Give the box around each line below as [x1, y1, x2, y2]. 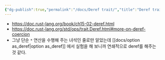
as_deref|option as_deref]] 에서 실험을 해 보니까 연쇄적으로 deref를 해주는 [11, 43, 157, 49]
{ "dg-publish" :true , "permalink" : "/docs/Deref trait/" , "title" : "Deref [4, 7, 151, 12]
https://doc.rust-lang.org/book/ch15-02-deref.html [11, 21, 115, 27]
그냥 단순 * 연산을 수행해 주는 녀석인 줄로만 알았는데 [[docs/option [11, 37, 140, 43]
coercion [11, 31, 30, 37]
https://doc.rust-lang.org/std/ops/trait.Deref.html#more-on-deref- [11, 26, 146, 32]
